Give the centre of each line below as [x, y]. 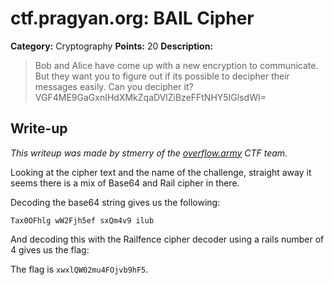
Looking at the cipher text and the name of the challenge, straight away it [161, 172]
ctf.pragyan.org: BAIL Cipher [132, 18]
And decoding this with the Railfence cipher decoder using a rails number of [167, 239]
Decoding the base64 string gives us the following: [115, 202]
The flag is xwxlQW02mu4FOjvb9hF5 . [79, 269]
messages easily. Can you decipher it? [114, 86]
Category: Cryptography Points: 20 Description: [112, 46]
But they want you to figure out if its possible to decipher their [162, 76]
